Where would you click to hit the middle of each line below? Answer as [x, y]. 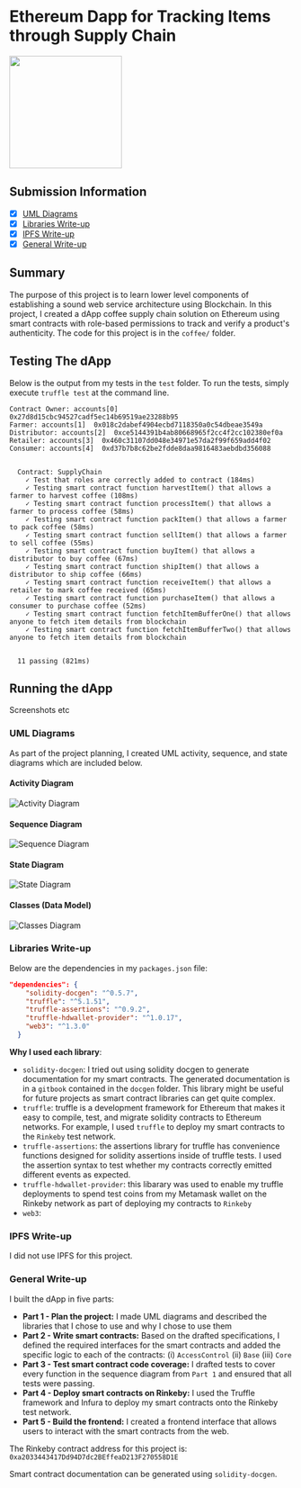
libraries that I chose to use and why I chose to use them [127, 1326]
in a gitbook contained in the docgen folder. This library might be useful [153, 1088]
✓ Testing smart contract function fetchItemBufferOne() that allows [159, 614]
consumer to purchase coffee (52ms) [78, 606]
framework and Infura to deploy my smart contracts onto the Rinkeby [150, 1402]
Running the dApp [61, 689]
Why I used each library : [56, 1051]
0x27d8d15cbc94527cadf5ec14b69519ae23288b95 [94, 417]
